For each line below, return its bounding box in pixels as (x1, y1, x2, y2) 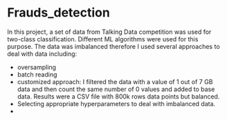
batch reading (17, 70, 57, 79)
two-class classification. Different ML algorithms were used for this (7, 34, 199, 43)
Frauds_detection (7, 5, 111, 21)
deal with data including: (7, 50, 78, 58)
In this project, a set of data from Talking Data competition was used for (7, 28, 212, 36)
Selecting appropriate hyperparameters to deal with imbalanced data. (17, 99, 216, 108)
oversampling (17, 63, 57, 71)
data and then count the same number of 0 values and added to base (17, 85, 215, 93)
